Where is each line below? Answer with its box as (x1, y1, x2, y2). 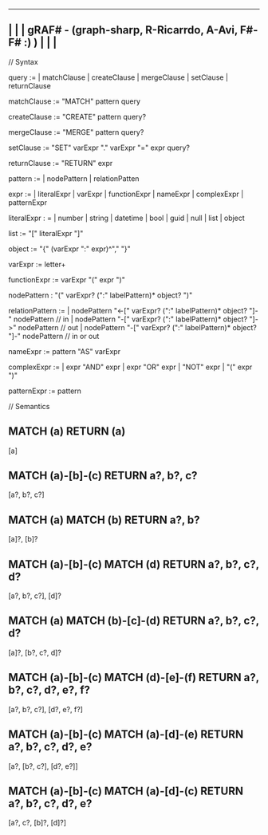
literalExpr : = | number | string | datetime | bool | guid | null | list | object (8, 213, 245, 223)
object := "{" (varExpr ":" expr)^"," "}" (8, 244, 132, 254)
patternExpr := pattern (8, 386, 82, 396)
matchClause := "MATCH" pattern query (8, 96, 141, 106)
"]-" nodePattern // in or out (8, 331, 100, 341)
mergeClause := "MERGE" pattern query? (8, 127, 144, 136)
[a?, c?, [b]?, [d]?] (8, 818, 66, 828)
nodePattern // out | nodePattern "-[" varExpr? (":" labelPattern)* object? (18, 322, 257, 332)
